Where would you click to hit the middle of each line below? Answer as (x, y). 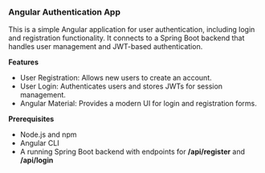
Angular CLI (39, 143)
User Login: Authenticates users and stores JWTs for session (121, 86)
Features (23, 62)
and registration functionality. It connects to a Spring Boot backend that (126, 38)
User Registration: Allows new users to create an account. (116, 78)
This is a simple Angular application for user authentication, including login (132, 30)
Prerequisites (31, 119)
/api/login (37, 160)
